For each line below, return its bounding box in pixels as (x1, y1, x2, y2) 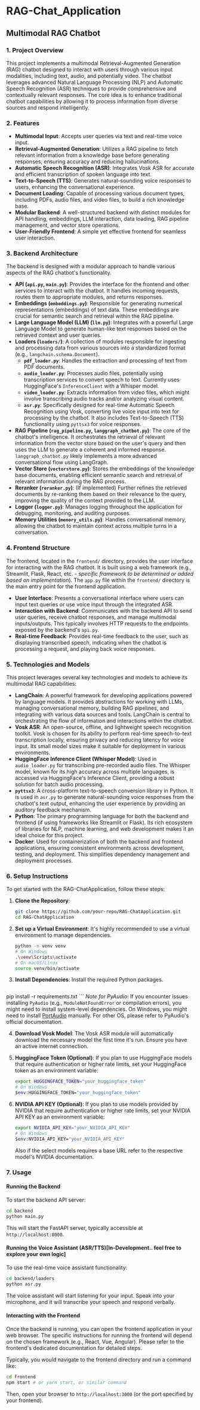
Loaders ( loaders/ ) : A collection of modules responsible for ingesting (14, 338, 186, 345)
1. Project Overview (6, 46, 64, 54)
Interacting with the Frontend (6, 1312, 81, 1319)
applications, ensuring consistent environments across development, (14, 844, 185, 852)
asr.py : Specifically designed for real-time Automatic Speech (23, 402, 175, 409)
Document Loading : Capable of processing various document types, (14, 190, 185, 197)
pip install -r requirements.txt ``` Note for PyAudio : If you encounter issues (6, 993, 188, 1000)
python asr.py (6, 1281, 42, 1287)
